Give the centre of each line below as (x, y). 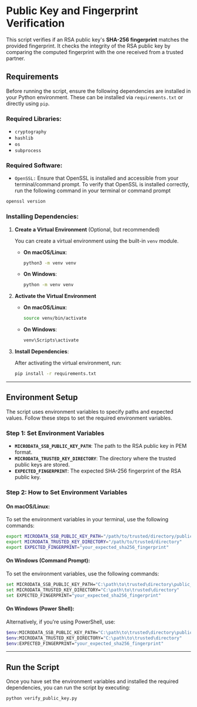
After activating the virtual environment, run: (68, 363)
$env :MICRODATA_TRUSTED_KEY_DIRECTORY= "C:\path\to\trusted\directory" (94, 638)
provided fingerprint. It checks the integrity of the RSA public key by (89, 46)
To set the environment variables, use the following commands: (83, 574)
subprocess (28, 151)
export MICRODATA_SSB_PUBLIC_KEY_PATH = (55, 537)
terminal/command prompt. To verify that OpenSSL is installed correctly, (102, 185)
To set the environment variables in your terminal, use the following (87, 520)
